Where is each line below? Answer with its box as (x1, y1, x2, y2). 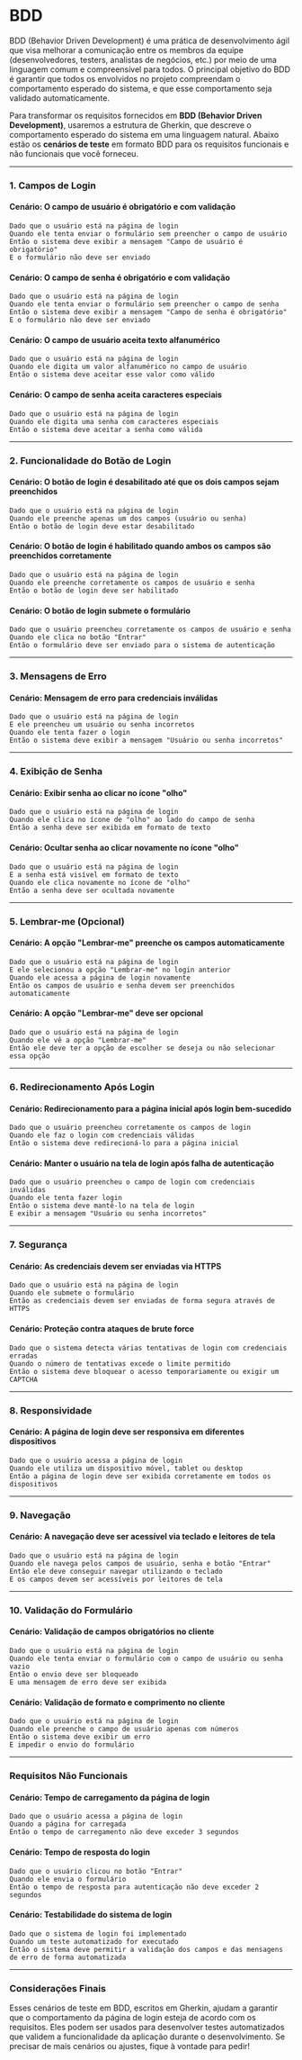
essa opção (9, 1051, 50, 1061)
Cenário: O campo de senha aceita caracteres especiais (9, 389, 223, 401)
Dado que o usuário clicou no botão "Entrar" (9, 1866, 182, 1875)
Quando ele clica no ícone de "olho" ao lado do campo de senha (9, 816, 255, 825)
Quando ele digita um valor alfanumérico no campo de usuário (9, 362, 247, 372)
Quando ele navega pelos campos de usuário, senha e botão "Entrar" (9, 1559, 271, 1568)
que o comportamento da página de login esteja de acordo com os (9, 2012, 256, 2023)
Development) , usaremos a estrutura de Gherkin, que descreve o (9, 119, 252, 131)
